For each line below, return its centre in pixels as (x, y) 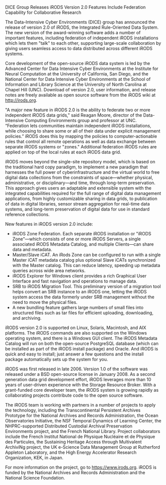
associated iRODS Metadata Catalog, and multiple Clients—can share (83, 244)
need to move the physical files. (45, 302)
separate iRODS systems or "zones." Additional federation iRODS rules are (81, 147)
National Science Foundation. (35, 478)
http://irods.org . (21, 100)
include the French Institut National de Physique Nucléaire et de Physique (80, 437)
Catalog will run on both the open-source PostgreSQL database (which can (82, 344)
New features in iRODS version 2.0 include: (49, 224)
